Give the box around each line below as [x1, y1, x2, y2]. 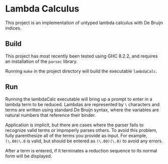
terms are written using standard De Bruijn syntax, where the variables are [5, 107, 159, 113]
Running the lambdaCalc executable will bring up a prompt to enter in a [5, 96, 152, 102]
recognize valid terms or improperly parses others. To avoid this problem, [5, 127, 157, 133]
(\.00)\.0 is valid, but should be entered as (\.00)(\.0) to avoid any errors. [5, 138, 163, 144]
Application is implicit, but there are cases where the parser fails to [5, 122, 144, 128]
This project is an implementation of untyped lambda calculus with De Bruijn [5, 20, 163, 26]
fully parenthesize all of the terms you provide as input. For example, [5, 132, 147, 138]
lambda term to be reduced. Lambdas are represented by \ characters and [5, 101, 160, 107]
